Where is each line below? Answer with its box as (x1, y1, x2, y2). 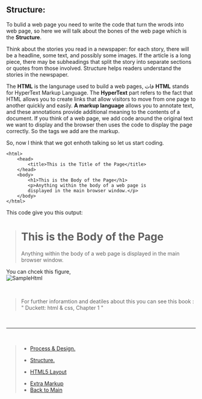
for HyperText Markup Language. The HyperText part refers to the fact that (6, 89, 194, 96)
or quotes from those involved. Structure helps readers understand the (6, 64, 182, 72)
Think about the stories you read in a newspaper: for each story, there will (6, 45, 189, 52)
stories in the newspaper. (6, 71, 69, 78)
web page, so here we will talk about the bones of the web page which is (6, 27, 187, 34)
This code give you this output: (6, 209, 83, 216)
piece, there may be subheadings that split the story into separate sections (6, 58, 192, 65)
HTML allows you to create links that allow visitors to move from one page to (6, 95, 196, 102)
